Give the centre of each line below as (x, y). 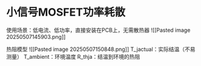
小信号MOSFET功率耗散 (66, 12)
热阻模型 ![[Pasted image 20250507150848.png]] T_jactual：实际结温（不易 (101, 49)
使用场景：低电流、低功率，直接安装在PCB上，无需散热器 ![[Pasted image (98, 30)
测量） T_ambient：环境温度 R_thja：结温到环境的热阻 (73, 56)
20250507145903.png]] (36, 37)
